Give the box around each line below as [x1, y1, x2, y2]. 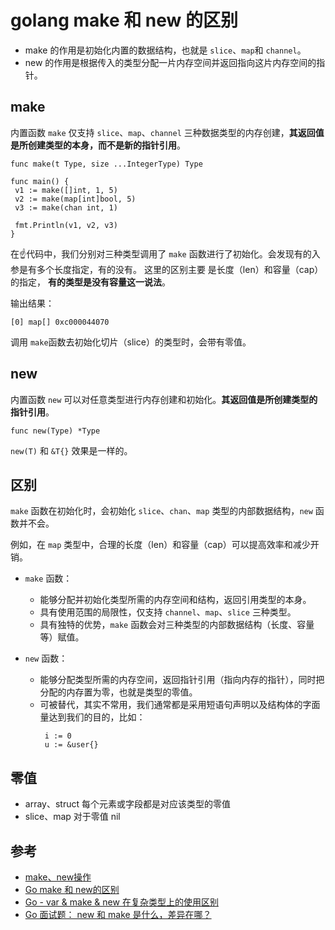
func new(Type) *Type [10, 426, 101, 436]
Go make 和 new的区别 [24, 884, 120, 895]
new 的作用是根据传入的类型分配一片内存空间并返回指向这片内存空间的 [24, 56, 317, 68]
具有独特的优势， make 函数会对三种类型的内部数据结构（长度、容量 [39, 619, 315, 631]
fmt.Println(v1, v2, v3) [14, 220, 118, 230]
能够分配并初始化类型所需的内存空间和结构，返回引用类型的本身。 [39, 594, 312, 606]
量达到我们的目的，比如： [39, 711, 146, 723]
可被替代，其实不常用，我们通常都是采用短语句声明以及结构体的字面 [39, 699, 321, 711]
